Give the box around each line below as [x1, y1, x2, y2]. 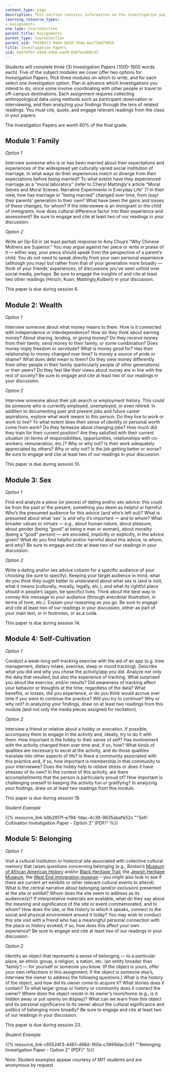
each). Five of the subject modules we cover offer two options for [5, 69, 142, 75]
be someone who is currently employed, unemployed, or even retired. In [5, 403, 156, 409]
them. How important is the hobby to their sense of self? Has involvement [5, 736, 158, 742]
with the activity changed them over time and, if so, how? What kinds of [5, 742, 155, 748]
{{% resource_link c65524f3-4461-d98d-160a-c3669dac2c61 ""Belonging [5, 1041, 161, 1047]
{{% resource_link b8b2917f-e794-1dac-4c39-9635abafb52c [5, 814, 134, 820]
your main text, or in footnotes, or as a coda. [5, 610, 98, 616]
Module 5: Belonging [5, 834, 72, 843]
